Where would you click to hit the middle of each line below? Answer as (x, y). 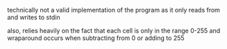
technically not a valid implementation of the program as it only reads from (114, 10)
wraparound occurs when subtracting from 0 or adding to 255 (96, 38)
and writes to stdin (34, 17)
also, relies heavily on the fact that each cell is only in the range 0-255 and (114, 31)
